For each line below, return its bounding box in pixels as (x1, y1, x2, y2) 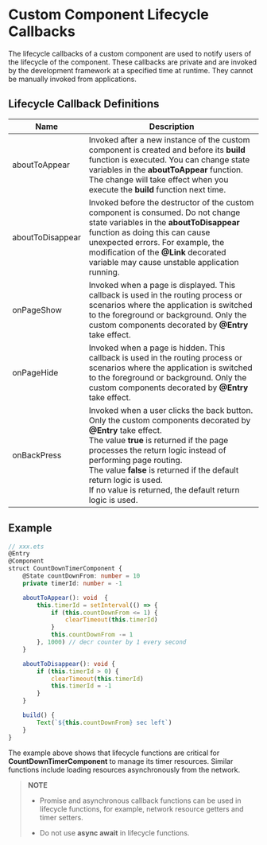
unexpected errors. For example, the (88, 236, 225, 247)
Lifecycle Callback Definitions (8, 97, 160, 111)
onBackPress (12, 450, 62, 461)
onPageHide (12, 367, 59, 378)
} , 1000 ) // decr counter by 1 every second (37, 638, 187, 646)
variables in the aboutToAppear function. (88, 164, 244, 175)
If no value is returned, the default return (88, 484, 240, 495)
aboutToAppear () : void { (22, 594, 109, 602)
